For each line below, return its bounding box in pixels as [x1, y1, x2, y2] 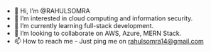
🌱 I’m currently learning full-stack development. [13, 22, 154, 30]
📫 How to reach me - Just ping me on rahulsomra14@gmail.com [13, 37, 204, 45]
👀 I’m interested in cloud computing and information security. [13, 14, 193, 22]
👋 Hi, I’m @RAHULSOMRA [13, 7, 90, 15]
